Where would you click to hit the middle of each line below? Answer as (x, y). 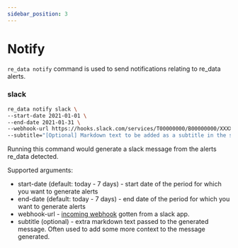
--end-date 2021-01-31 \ (44, 122)
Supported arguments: (40, 170)
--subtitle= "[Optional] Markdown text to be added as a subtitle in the (117, 135)
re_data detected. (33, 157)
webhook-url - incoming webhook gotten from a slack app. (103, 214)
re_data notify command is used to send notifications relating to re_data (114, 69)
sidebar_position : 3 (38, 14)
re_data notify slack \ (42, 109)
